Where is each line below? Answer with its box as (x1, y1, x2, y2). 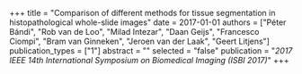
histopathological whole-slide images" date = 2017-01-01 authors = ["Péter (9, 17, 287, 28)
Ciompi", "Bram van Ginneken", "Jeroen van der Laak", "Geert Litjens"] (9, 36, 270, 46)
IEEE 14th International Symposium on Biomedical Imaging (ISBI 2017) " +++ (9, 55, 289, 65)
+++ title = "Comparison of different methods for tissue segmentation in (9, 8, 276, 18)
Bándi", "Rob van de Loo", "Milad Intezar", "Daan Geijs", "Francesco (9, 27, 260, 37)
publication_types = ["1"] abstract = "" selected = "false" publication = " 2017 (9, 45, 293, 56)
